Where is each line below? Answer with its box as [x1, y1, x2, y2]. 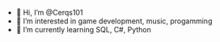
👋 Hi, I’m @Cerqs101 [15, 8, 83, 17]
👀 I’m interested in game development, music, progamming [15, 16, 213, 26]
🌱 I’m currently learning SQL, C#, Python [15, 25, 151, 34]
